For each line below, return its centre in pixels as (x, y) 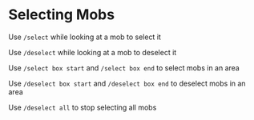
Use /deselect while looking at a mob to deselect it (93, 52)
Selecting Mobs (61, 15)
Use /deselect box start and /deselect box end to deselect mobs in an (127, 83)
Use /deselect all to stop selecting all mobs (83, 107)
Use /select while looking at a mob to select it (85, 37)
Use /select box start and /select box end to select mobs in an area (124, 68)
